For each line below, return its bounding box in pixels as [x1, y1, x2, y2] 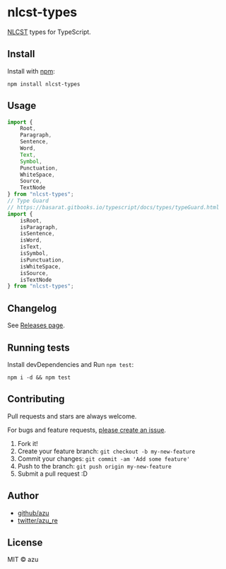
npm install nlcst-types [7, 81, 81, 88]
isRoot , [20, 217, 42, 224]
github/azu [17, 508, 49, 517]
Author [7, 490, 39, 502]
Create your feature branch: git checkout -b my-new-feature [17, 447, 196, 455]
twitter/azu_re [17, 516, 58, 524]
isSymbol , [20, 250, 49, 257]
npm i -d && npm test [7, 374, 71, 381]
